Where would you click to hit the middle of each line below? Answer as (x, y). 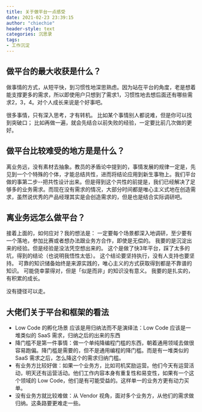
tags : (13, 40)
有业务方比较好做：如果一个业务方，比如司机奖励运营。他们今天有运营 (102, 366)
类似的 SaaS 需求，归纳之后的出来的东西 (70, 335)
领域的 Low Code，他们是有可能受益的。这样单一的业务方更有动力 (102, 381)
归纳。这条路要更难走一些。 (49, 403)
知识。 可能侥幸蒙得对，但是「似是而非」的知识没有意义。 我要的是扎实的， (100, 271)
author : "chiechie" (31, 23)
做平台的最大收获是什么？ (54, 71)
